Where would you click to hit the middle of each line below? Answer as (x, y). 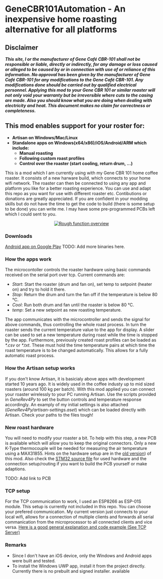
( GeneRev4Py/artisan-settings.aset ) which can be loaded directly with (75, 410)
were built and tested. (34, 561)
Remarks (16, 545)
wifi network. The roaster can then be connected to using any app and (75, 183)
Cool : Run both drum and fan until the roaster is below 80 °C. (73, 305)
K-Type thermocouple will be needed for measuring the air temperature (76, 448)
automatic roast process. (30, 356)
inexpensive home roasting (61, 19)
